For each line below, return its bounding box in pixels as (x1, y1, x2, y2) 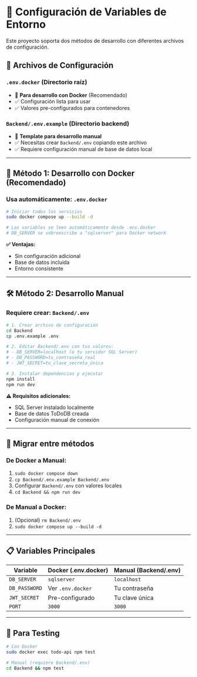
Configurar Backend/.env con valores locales (14, 482, 122, 490)
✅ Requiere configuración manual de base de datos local (14, 145, 152, 152)
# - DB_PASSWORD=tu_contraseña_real (6, 355, 96, 361)
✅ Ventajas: (6, 241, 36, 248)
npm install (6, 376, 35, 382)
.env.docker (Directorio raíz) (6, 78, 87, 86)
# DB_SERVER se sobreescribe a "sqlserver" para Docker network (6, 230, 167, 236)
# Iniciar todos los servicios (6, 209, 83, 215)
